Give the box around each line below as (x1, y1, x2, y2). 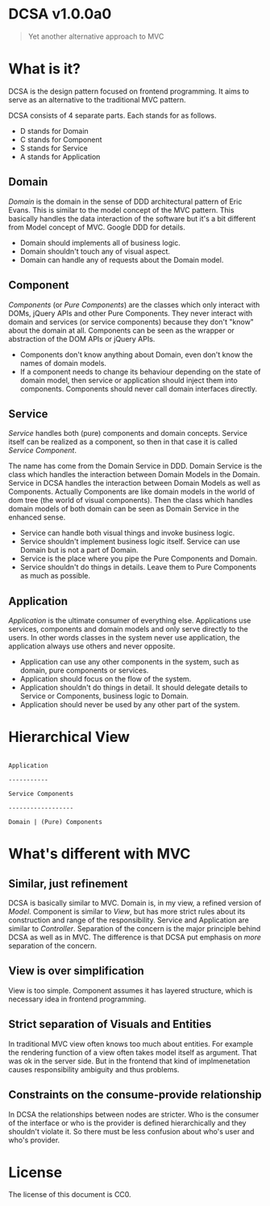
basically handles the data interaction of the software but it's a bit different (8, 213, 256, 223)
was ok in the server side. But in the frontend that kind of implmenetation (8, 1056, 251, 1066)
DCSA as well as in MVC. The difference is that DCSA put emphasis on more (8, 932, 262, 943)
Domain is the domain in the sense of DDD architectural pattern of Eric (8, 197, 243, 206)
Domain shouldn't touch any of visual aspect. (19, 247, 171, 256)
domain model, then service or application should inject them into (19, 375, 238, 385)
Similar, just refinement (8, 877, 128, 890)
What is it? (8, 60, 81, 78)
